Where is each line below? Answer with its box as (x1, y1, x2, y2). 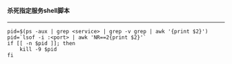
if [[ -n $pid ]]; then (7, 40, 76, 47)
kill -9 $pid (19, 46, 57, 53)
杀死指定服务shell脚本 (7, 6, 70, 14)
